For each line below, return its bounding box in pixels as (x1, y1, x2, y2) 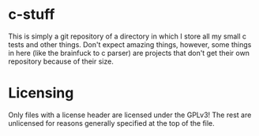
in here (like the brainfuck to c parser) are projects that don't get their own (8, 48, 250, 57)
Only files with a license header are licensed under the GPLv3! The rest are (8, 110, 252, 119)
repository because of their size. (8, 57, 114, 66)
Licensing (8, 84, 74, 102)
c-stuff (8, 6, 55, 24)
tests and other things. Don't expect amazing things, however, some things (8, 39, 252, 49)
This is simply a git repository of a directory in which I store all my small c (8, 31, 247, 41)
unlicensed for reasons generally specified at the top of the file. (8, 118, 215, 127)
